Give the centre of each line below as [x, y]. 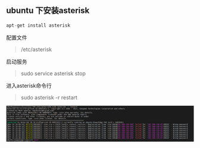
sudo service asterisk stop [53, 73]
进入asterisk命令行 [29, 85]
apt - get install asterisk [38, 25]
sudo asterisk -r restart [49, 97]
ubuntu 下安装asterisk [48, 11]
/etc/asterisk [36, 49]
